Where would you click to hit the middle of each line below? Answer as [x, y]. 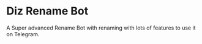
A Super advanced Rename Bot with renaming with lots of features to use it [101, 28]
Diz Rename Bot [47, 11]
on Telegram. [23, 34]
